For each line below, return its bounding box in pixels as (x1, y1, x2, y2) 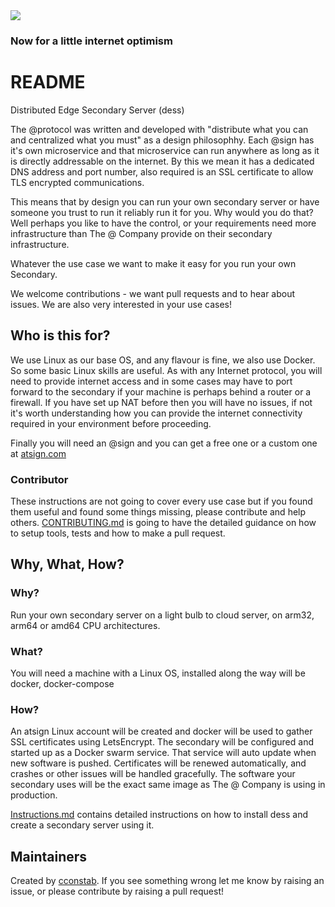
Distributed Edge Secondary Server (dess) (10, 104, 185, 116)
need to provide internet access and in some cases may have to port (10, 375, 293, 387)
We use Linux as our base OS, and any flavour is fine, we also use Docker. (10, 354, 316, 366)
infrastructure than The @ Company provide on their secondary (10, 227, 273, 239)
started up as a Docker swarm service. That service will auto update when (10, 747, 317, 759)
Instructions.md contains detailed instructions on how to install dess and (10, 809, 309, 821)
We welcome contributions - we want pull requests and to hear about (10, 287, 296, 299)
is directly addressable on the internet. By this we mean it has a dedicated (10, 155, 315, 167)
